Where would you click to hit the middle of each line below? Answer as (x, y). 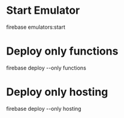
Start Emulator (43, 10)
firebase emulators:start (36, 27)
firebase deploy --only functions (46, 68)
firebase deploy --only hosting (44, 108)
